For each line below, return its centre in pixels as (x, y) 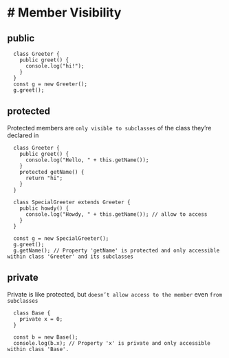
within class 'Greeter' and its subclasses (70, 257)
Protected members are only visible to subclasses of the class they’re (109, 128)
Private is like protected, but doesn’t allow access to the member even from (115, 294)
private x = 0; (41, 319)
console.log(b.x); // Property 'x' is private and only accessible (112, 343)
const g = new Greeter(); (51, 84)
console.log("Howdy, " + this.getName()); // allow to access (116, 214)
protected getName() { (52, 172)
